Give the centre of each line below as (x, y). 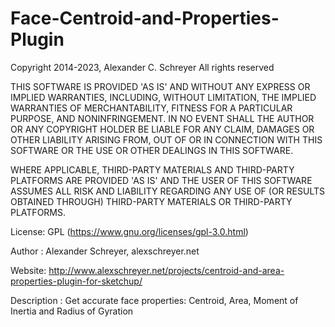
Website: (28, 270)
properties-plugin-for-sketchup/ (76, 281)
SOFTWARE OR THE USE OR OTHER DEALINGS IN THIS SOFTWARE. (152, 150)
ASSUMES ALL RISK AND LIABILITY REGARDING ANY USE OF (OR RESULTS (167, 191)
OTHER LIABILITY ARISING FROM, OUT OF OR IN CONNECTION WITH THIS (166, 139)
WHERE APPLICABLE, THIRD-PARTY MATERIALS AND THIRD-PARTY (152, 169)
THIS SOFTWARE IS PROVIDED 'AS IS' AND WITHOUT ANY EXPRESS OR (160, 86)
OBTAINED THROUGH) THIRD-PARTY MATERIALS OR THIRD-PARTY (151, 201)
